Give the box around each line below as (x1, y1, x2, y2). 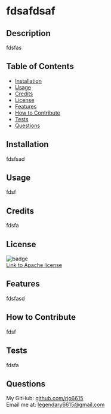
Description (6, 28, 51, 38)
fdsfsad (6, 155, 25, 163)
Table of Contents (6, 61, 75, 71)
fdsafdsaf (6, 4, 55, 18)
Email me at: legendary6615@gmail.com (6, 401, 105, 409)
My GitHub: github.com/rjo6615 (6, 395, 84, 402)
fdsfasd (6, 295, 25, 302)
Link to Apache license (6, 262, 63, 269)
